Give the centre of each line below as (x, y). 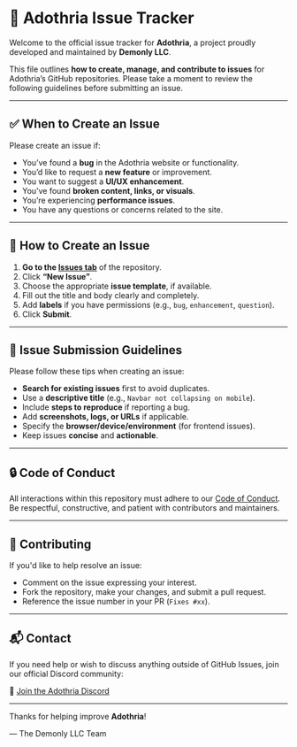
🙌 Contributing (50, 544)
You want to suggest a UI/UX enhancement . (103, 181)
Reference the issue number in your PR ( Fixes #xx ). (116, 601)
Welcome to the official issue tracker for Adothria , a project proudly (133, 42)
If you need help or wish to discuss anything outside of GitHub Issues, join (145, 664)
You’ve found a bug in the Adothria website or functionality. (130, 162)
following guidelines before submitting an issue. (96, 88)
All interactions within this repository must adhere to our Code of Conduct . (145, 498)
